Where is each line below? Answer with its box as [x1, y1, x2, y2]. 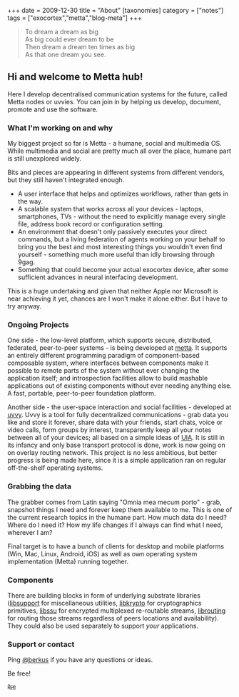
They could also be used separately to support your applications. [7, 621, 199, 630]
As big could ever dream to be [24, 35, 114, 44]
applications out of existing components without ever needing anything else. [7, 381, 232, 390]
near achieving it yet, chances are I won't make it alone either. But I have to [7, 294, 228, 303]
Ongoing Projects [7, 320, 69, 330]
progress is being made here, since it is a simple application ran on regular [7, 456, 227, 465]
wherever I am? [7, 528, 53, 536]
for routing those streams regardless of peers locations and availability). [7, 614, 219, 622]
